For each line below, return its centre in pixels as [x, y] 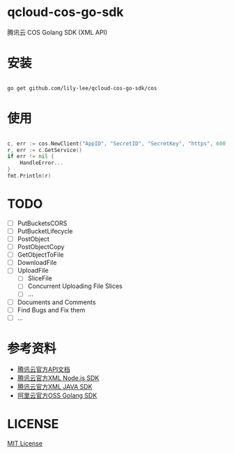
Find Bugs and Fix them [51, 310]
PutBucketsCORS [42, 223]
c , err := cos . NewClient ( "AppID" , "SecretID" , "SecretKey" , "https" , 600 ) [118, 144]
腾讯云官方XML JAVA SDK [55, 386]
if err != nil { [31, 157]
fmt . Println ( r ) [29, 176]
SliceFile [40, 278]
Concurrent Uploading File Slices [75, 286]
